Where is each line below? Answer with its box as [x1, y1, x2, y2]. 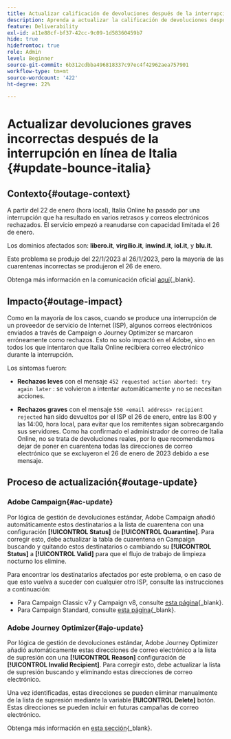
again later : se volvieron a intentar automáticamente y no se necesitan [16, 384, 222, 393]
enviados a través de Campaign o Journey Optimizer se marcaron [7, 328, 194, 337]
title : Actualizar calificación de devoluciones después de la [7, 10, 192, 17]
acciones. [16, 392, 45, 400]
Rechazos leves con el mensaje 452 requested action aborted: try [16, 377, 211, 386]
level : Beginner [7, 55, 54, 62]
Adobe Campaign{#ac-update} [7, 497, 113, 507]
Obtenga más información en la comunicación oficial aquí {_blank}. [7, 275, 195, 284]
